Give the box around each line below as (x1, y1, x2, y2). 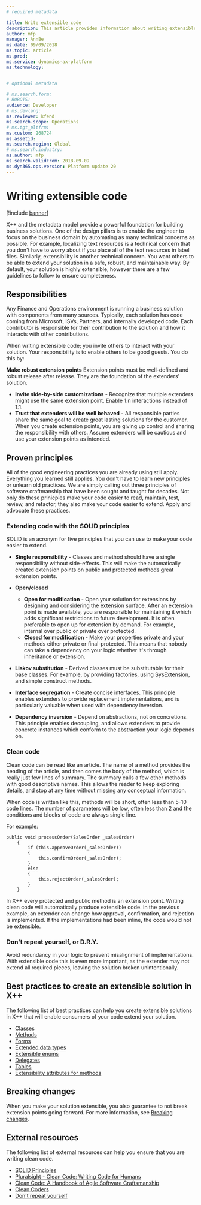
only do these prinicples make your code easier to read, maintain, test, (6, 494, 180, 501)
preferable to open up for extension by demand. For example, (23, 621, 175, 628)
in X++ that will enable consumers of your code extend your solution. (6, 1013, 176, 1020)
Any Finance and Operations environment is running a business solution (6, 305, 184, 312)
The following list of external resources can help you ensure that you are (6, 1149, 185, 1156)
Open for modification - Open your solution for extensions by (23, 596, 176, 603)
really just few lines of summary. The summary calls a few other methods (6, 774, 187, 781)
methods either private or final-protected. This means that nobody (23, 640, 187, 647)
